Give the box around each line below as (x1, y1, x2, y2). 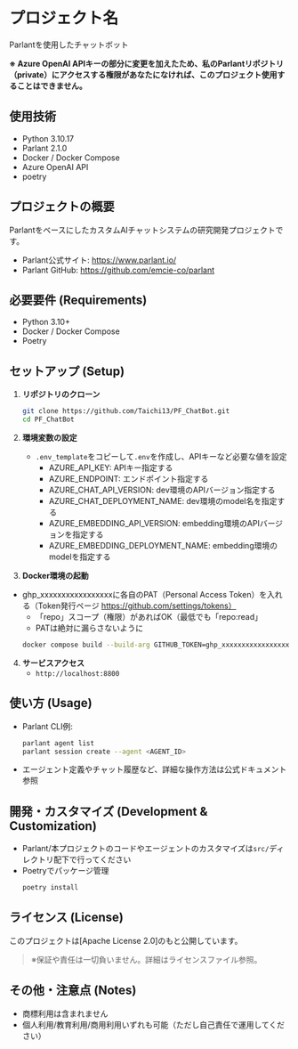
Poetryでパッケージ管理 (21, 866, 109, 876)
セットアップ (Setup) (9, 363, 125, 378)
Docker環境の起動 (21, 570, 89, 581)
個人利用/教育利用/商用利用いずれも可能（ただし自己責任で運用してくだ (21, 1019, 286, 1029)
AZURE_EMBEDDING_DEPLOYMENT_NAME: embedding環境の (48, 540, 278, 550)
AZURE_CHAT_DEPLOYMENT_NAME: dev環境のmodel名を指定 (48, 495, 278, 506)
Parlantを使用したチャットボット (9, 39, 129, 50)
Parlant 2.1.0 (21, 142, 68, 153)
